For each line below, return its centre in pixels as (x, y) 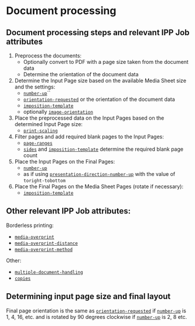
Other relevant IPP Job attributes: (68, 211)
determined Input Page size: (49, 124)
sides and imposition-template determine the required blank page (103, 149)
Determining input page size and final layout (88, 296)
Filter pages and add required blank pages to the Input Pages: (89, 137)
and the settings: (35, 87)
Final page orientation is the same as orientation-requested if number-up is (96, 310)
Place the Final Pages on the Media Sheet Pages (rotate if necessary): (99, 186)
